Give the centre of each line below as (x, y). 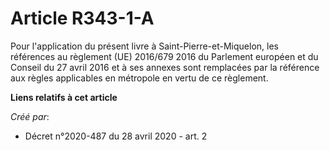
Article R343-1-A (82, 18)
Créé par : (30, 116)
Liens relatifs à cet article (64, 97)
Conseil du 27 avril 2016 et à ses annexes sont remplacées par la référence (165, 67)
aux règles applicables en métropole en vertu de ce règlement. (139, 78)
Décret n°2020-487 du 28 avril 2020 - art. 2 (116, 136)
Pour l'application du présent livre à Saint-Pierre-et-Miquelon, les (144, 46)
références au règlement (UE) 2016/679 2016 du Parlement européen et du (164, 56)
